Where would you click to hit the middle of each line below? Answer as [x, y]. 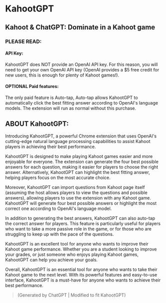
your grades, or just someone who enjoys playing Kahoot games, [72, 254]
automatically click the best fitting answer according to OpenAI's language [82, 102]
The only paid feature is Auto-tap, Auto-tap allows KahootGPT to [72, 97]
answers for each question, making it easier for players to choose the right [82, 167]
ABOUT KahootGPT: [37, 124]
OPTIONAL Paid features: [32, 86]
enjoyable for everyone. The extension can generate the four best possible [82, 161]
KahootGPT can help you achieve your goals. [52, 259]
